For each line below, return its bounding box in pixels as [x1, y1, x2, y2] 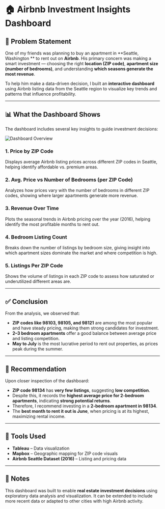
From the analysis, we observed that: [5, 310, 80, 317]
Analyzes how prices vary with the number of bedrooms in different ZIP [5, 188, 150, 193]
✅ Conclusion [5, 297, 48, 306]
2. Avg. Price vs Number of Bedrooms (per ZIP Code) [5, 176, 133, 183]
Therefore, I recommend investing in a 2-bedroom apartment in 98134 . [12, 403, 158, 409]
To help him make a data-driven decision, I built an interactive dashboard [5, 80, 155, 86]
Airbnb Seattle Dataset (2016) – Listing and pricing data [12, 455, 127, 461]
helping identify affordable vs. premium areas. [5, 164, 98, 170]
